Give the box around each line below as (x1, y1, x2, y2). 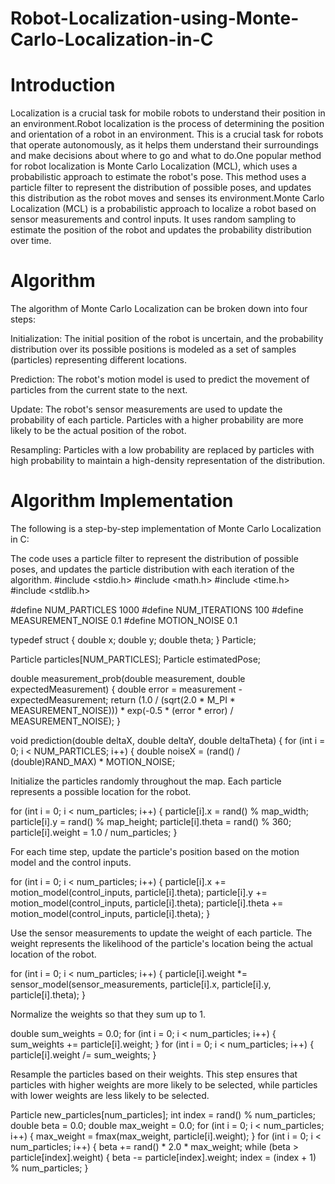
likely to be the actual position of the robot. (10, 425, 187, 437)
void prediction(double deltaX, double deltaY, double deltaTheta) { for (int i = (10, 735, 326, 746)
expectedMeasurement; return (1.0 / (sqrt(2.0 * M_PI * (10, 694, 236, 706)
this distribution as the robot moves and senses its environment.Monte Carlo (10, 192, 325, 204)
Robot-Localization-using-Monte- (10, 7, 300, 30)
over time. (10, 235, 52, 247)
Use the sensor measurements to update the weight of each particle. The (10, 927, 313, 939)
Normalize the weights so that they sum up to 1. (10, 1008, 206, 1020)
